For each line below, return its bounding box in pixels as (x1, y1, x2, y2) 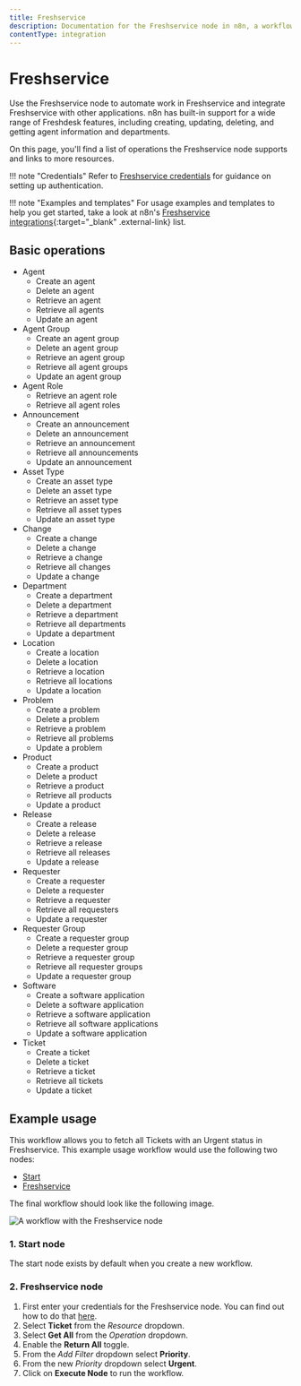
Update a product (35, 799, 101, 811)
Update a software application (35, 1028, 148, 1039)
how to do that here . (21, 1310, 98, 1321)
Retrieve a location (35, 667, 105, 677)
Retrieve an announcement (35, 438, 136, 449)
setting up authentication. (9, 180, 104, 191)
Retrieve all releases (35, 848, 110, 858)
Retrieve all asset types (35, 504, 123, 515)
